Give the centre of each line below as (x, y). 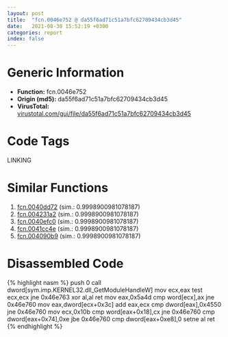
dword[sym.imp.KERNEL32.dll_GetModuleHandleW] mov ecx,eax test (105, 290)
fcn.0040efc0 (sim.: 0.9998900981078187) (78, 221)
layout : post (26, 13)
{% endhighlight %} (35, 326)
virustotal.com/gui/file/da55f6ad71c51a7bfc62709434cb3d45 (104, 114)
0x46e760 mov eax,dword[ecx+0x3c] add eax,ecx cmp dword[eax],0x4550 (114, 304)
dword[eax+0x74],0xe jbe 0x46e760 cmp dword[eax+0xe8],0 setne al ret (111, 319)
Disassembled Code (65, 264)
